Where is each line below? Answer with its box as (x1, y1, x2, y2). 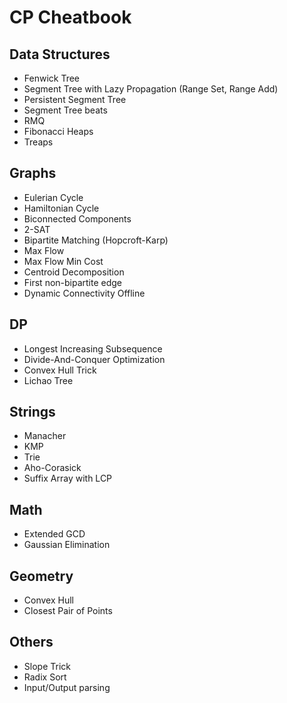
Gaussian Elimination (23, 539, 111, 551)
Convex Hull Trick (23, 364, 97, 376)
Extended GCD (23, 528, 86, 540)
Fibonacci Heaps (23, 126, 94, 137)
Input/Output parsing (23, 681, 111, 693)
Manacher (23, 430, 67, 442)
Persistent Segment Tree (23, 94, 127, 105)
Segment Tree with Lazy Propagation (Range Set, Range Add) (23, 83, 279, 95)
